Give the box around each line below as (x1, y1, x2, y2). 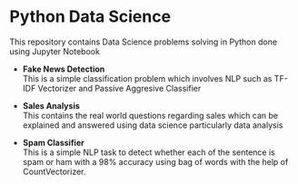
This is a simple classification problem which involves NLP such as (22, 73, 273, 83)
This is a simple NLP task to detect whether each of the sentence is (22, 147, 275, 158)
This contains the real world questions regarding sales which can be (22, 110, 279, 121)
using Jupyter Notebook (9, 45, 100, 56)
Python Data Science (9, 6, 171, 27)
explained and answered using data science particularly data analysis (22, 120, 283, 131)
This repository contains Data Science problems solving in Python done (9, 36, 278, 47)
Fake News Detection (22, 63, 105, 74)
